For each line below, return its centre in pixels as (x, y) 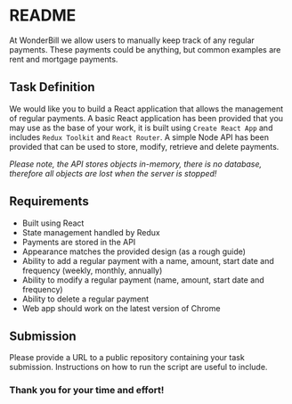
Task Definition (52, 87)
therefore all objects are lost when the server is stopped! (113, 173)
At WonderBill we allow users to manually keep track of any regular (132, 40)
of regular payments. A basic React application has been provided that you (146, 118)
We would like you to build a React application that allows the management (146, 109)
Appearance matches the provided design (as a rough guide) (134, 251)
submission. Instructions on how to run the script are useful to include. (138, 367)
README (43, 16)
